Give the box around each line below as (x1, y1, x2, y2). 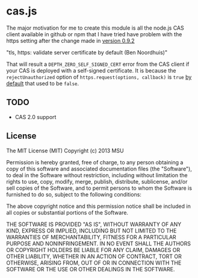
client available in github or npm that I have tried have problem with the (6, 30, 182, 37)
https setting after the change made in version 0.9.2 (6, 37, 135, 44)
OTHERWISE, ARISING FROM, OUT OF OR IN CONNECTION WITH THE (6, 259, 182, 267)
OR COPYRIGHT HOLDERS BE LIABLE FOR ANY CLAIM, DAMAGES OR (6, 246, 181, 253)
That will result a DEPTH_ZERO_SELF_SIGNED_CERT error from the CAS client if (6, 60, 190, 68)
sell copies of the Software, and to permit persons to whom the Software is (6, 184, 193, 192)
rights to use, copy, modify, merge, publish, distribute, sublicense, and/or (6, 178, 188, 185)
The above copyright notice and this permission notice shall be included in (6, 202, 191, 210)
